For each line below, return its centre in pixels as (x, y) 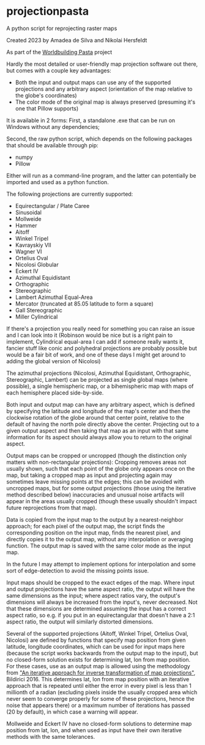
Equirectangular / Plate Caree (52, 206)
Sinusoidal (28, 212)
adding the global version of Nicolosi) (54, 361)
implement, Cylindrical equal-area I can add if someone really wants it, (95, 341)
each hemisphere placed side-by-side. (55, 392)
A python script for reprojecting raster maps (62, 28)
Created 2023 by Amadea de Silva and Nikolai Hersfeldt (77, 40)
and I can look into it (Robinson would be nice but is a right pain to (90, 335)
